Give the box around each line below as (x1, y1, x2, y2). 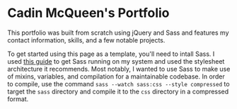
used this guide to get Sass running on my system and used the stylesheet (7, 57, 225, 65)
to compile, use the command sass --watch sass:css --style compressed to (7, 79, 230, 88)
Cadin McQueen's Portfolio (7, 5, 170, 21)
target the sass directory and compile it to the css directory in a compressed (7, 87, 229, 96)
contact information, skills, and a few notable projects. (7, 35, 166, 44)
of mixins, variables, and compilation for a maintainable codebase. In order (7, 72, 225, 81)
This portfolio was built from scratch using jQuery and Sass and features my (7, 28, 229, 37)
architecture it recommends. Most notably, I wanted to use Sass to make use (7, 64, 231, 73)
